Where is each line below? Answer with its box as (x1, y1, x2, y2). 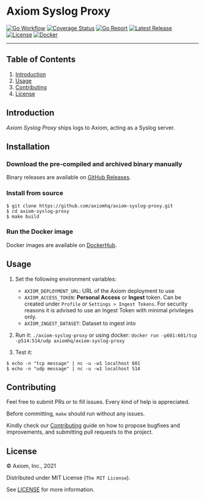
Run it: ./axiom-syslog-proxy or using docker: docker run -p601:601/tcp (15, 331, 197, 339)
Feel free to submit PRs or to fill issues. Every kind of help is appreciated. (6, 398, 190, 406)
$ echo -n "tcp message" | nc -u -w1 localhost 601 (6, 360, 140, 367)
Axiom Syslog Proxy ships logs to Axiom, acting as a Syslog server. (6, 124, 175, 131)
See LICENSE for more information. (6, 486, 95, 494)
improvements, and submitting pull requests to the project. (6, 428, 154, 436)
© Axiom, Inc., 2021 (6, 462, 56, 470)
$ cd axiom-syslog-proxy (6, 208, 70, 214)
